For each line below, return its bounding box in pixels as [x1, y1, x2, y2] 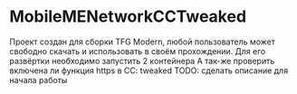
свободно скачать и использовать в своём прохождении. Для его [9, 45, 266, 56]
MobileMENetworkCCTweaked [9, 6, 247, 27]
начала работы [9, 74, 68, 85]
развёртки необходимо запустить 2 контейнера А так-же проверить [9, 55, 275, 66]
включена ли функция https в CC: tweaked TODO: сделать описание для [9, 65, 288, 76]
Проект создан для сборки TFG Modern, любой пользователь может [9, 36, 276, 47]
